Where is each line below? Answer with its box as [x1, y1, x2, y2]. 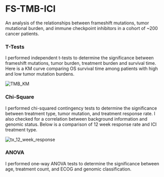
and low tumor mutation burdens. [5, 71, 75, 77]
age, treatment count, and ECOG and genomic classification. [5, 166, 132, 172]
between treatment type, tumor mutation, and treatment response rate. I [5, 110, 155, 117]
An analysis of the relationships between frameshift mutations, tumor [5, 20, 149, 26]
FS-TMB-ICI [5, 3, 56, 15]
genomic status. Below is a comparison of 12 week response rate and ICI [5, 121, 157, 127]
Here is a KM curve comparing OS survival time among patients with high [5, 65, 158, 72]
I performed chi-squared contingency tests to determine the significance [5, 105, 157, 111]
